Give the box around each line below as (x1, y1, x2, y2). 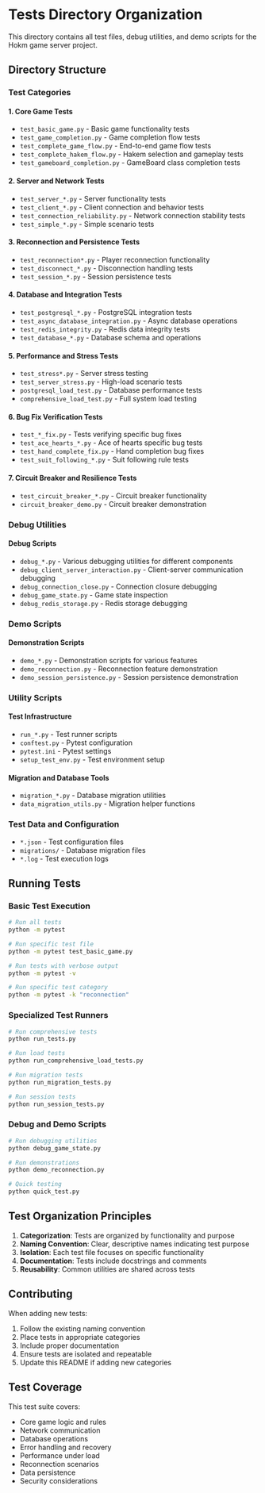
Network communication (19, 1426, 101, 1435)
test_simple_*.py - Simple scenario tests (19, 219, 155, 228)
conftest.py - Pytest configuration (19, 738, 133, 747)
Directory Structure (8, 63, 107, 77)
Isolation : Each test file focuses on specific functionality (19, 1247, 205, 1257)
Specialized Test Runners (8, 1010, 109, 1021)
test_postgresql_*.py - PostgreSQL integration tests (19, 308, 193, 317)
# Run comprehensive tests (8, 1027, 98, 1036)
